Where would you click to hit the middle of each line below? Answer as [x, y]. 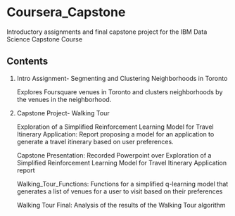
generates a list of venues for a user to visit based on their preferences [120, 191]
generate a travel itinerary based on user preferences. [95, 141]
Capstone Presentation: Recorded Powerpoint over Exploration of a [114, 155]
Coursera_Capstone [66, 12]
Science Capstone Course [44, 39]
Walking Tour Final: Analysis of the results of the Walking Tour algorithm [121, 205]
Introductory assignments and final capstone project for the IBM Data [107, 32]
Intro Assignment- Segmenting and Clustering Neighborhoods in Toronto [122, 78]
